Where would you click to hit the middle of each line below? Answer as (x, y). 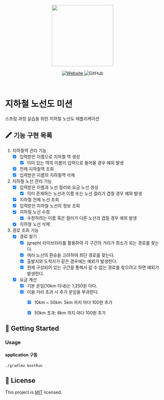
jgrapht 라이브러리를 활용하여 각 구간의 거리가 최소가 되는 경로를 (88, 242)
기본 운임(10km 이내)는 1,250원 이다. (62, 286)
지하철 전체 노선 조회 (39, 200)
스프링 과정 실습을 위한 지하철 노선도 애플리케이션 (52, 118)
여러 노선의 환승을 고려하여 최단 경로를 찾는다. (71, 255)
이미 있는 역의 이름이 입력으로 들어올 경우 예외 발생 (75, 162)
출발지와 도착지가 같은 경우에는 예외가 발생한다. (72, 261)
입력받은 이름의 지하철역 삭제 (47, 175)
